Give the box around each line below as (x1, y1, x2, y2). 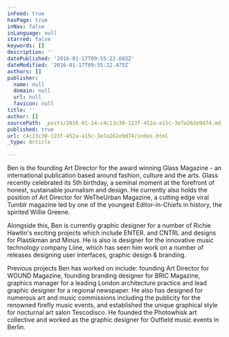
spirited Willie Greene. (7, 208, 71, 217)
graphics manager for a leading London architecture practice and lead (7, 279, 208, 287)
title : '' (7, 107, 36, 113)
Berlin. (7, 323, 26, 331)
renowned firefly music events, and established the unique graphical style (7, 301, 218, 309)
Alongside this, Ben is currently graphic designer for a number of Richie (7, 221, 212, 230)
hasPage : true (7, 17, 48, 24)
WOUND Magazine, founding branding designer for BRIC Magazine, (7, 271, 201, 280)
